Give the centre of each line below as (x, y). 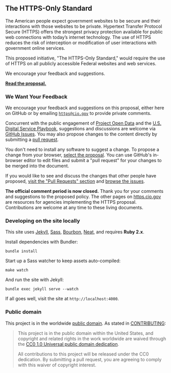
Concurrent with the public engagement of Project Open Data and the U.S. (83, 123)
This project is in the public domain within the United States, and (86, 333)
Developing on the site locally (43, 221)
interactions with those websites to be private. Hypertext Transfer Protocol (84, 26)
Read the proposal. (26, 83)
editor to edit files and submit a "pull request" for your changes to (93, 161)
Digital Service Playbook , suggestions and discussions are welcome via (80, 129)
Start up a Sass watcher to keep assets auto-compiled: (63, 261)
